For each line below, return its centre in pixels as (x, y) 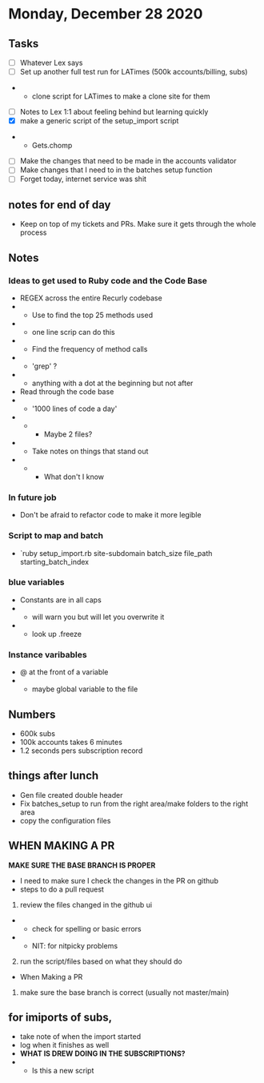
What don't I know (74, 477)
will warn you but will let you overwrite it (98, 617)
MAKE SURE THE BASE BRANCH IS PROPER (82, 865)
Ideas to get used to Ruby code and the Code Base (108, 280)
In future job (33, 497)
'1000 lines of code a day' (74, 409)
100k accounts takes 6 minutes (71, 742)
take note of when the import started (80, 1037)
